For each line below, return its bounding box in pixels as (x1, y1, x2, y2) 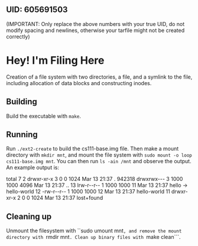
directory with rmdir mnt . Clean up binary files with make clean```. (6, 234, 181, 241)
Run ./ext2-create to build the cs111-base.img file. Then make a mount (6, 145, 179, 153)
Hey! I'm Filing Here (6, 54, 105, 67)
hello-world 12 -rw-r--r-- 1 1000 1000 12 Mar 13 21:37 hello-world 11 (6, 188, 170, 195)
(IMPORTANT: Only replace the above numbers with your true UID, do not (6, 20, 185, 27)
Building (6, 97, 37, 107)
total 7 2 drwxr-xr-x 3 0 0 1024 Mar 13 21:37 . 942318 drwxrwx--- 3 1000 (6, 176, 183, 183)
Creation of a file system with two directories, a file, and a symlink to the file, (6, 73, 193, 80)
